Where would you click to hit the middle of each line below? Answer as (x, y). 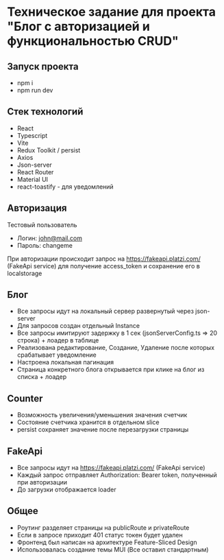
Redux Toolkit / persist (49, 150)
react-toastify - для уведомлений (65, 187)
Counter (25, 398)
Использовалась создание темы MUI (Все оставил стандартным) (113, 549)
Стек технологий (45, 112)
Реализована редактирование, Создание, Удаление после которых (115, 348)
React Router (35, 172)
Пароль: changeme (45, 245)
